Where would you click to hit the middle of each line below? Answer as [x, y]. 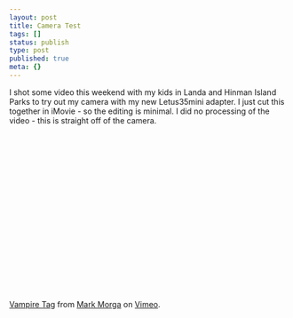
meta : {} [25, 68]
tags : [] [25, 34]
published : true [39, 59]
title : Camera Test [45, 26]
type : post [29, 51]
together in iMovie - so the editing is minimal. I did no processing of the [139, 111]
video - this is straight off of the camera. [83, 120]
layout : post [33, 17]
